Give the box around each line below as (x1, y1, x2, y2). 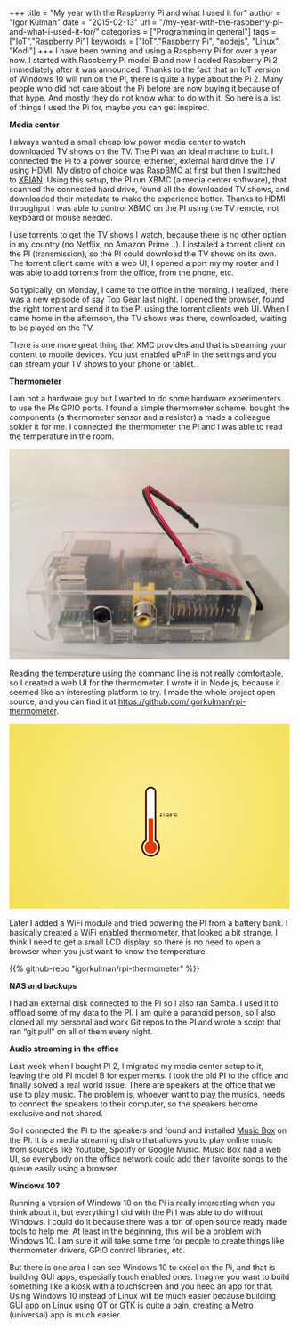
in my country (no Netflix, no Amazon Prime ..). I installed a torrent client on (9, 239, 286, 249)
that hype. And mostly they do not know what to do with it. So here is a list (9, 93, 281, 103)
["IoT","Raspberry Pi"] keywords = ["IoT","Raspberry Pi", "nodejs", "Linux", (9, 36, 281, 46)
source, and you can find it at (9, 696, 117, 707)
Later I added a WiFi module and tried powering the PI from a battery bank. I (9, 918, 288, 928)
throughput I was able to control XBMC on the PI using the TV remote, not (9, 203, 279, 213)
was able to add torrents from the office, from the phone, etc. (9, 267, 234, 278)
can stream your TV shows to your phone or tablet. (9, 359, 196, 369)
